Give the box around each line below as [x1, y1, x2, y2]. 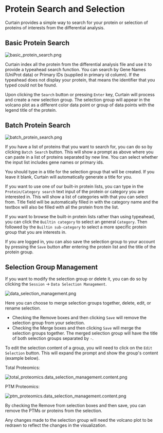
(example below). [5, 355, 40, 361]
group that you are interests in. [5, 229, 67, 235]
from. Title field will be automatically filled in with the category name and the [5, 199, 159, 205]
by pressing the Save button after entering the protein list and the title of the [5, 244, 156, 249]
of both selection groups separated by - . [12, 335, 94, 341]
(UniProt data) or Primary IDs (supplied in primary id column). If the [5, 72, 140, 78]
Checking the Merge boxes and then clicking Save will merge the [12, 325, 142, 331]
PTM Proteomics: [5, 384, 40, 390]
